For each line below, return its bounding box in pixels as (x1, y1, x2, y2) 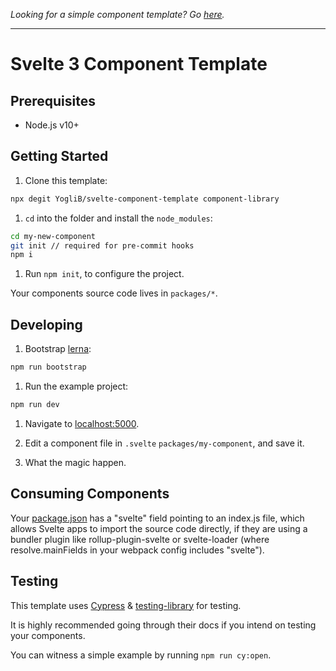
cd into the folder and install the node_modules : (24, 212, 213, 224)
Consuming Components (10, 485, 170, 503)
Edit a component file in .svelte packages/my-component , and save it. (24, 437, 305, 449)
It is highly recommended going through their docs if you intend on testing (10, 619, 317, 631)
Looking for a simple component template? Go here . (10, 9, 225, 20)
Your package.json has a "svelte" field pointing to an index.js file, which (10, 512, 305, 524)
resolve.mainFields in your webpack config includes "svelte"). (10, 544, 265, 556)
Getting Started (10, 148, 109, 165)
